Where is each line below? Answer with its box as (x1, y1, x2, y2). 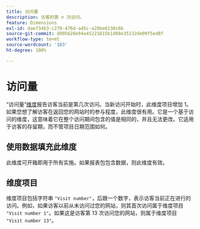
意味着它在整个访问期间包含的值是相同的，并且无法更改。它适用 (37, 115, 194, 122)
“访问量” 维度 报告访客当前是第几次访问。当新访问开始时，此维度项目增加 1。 (6, 100, 192, 107)
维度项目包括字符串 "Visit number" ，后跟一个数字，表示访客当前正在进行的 (6, 195, 192, 202)
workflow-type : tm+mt (6, 36, 60, 42)
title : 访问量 (6, 8, 39, 15)
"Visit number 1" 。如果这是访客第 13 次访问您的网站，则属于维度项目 (6, 209, 177, 217)
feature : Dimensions (6, 20, 58, 26)
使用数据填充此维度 (6, 142, 77, 152)
